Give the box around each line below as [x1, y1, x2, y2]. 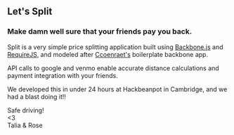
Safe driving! [7, 105, 44, 115]
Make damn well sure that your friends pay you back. [7, 27, 193, 37]
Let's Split [7, 6, 53, 18]
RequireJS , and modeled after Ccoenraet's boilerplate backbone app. [7, 50, 209, 58]
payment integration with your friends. [7, 71, 118, 79]
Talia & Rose [7, 121, 44, 129]
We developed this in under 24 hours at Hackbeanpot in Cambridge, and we [7, 84, 228, 94]
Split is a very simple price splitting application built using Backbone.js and [7, 42, 223, 51]
